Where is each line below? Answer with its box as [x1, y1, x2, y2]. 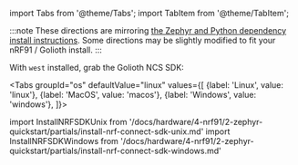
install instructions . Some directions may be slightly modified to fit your [9, 35, 276, 45]
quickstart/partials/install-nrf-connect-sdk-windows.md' [9, 145, 221, 156]
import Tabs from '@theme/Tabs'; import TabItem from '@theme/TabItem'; [9, 8, 290, 18]
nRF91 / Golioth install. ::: [9, 44, 103, 55]
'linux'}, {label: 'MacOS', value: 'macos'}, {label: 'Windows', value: [9, 90, 257, 100]
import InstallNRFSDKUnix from [9, 117, 128, 127]
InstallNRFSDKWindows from [9, 136, 118, 146]
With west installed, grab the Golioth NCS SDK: [9, 63, 184, 73]
